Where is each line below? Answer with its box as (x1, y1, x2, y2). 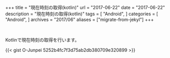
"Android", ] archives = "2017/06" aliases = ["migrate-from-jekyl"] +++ (5, 17, 154, 22)
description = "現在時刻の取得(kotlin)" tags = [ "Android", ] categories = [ (5, 11, 158, 17)
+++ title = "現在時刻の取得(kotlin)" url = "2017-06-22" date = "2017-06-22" (5, 5, 165, 10)
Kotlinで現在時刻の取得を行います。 (5, 37, 80, 43)
